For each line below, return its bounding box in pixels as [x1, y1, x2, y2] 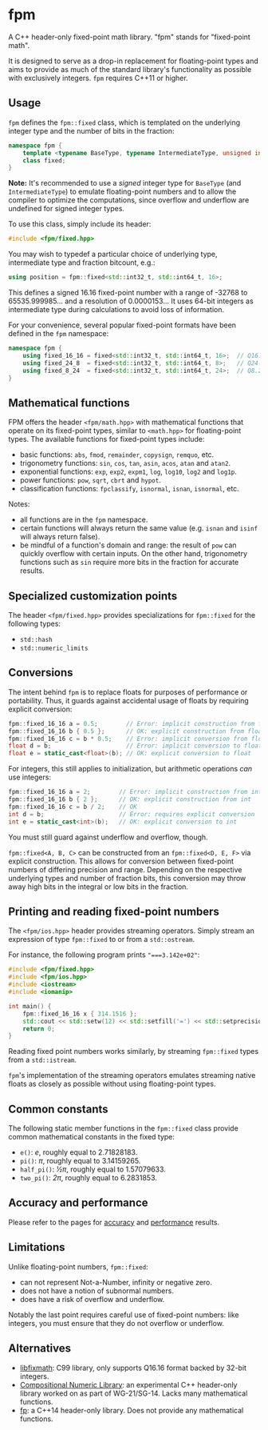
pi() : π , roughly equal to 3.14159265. [19, 1156, 141, 1166]
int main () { [8, 1002, 52, 1010]
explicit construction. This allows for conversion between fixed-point [8, 856, 234, 866]
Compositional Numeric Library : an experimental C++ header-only [19, 1380, 238, 1389]
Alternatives [8, 1342, 72, 1356]
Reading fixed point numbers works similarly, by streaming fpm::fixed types [8, 1047, 259, 1056]
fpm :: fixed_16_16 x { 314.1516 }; [22, 1010, 137, 1018]
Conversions [8, 666, 73, 679]
